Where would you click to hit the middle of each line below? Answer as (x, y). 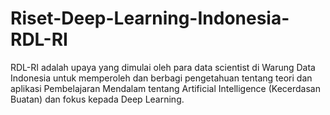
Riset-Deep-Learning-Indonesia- (150, 18)
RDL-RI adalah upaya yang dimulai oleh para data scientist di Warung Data (163, 67)
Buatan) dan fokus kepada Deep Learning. (97, 99)
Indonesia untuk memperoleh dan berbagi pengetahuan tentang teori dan (161, 78)
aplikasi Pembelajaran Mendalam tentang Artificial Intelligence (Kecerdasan (165, 88)
